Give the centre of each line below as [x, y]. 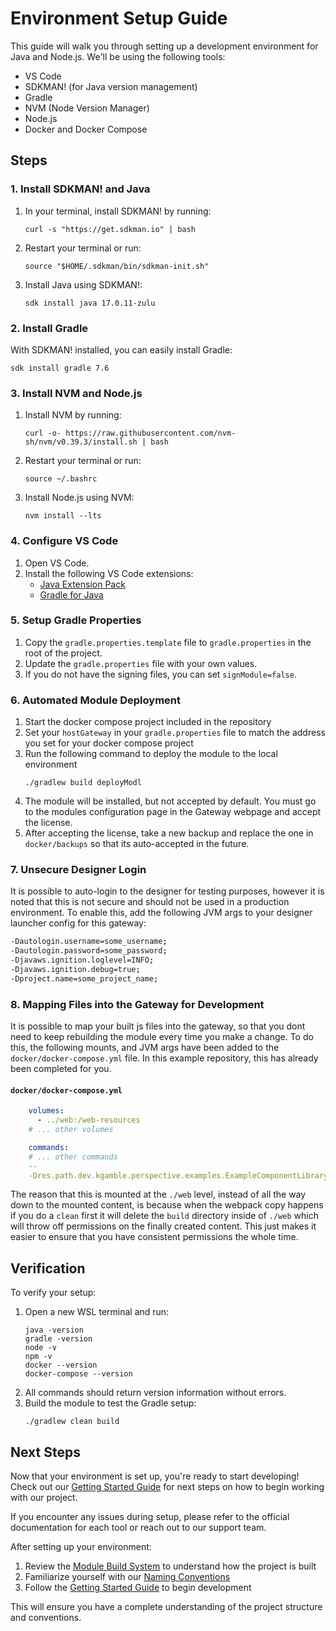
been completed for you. [61, 1069]
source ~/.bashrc [61, 479]
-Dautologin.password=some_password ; [89, 951]
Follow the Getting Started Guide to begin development [138, 1588]
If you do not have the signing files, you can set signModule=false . [160, 674]
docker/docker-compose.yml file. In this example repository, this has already [164, 1058]
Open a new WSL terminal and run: [97, 1312]
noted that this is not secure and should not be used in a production [150, 902]
